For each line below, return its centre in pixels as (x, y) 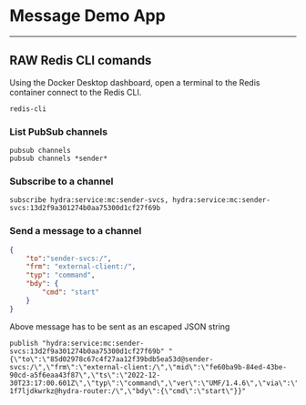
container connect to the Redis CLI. (76, 92)
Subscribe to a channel (61, 181)
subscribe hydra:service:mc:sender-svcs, (89, 200)
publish (24, 343)
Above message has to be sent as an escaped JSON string (120, 326)
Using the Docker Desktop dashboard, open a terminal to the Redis (135, 82)
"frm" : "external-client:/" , (81, 267)
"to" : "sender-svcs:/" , (69, 258)
